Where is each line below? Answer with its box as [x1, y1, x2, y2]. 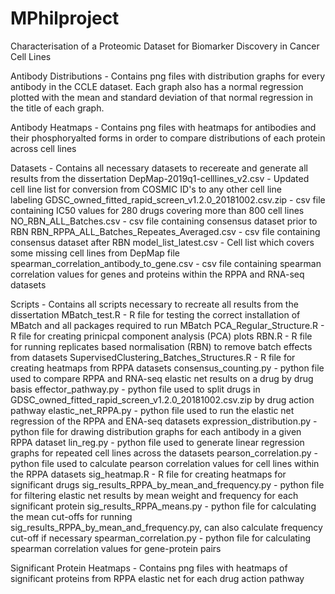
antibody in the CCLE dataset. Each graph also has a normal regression [10, 80, 304, 92]
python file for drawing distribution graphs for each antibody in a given [10, 425, 302, 437]
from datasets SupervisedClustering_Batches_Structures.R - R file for [10, 351, 296, 363]
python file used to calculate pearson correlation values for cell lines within [10, 457, 320, 469]
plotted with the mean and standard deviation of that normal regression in [10, 91, 314, 103]
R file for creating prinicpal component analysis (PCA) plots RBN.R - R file [10, 330, 313, 342]
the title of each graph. [10, 102, 105, 114]
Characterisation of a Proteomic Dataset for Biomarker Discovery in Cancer [10, 40, 320, 52]
